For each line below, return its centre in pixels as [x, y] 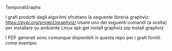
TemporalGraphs [23, 7]
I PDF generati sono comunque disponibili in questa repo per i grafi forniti [83, 38]
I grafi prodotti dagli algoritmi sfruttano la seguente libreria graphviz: [78, 17]
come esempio [21, 43]
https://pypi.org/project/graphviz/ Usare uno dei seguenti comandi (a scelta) [86, 22]
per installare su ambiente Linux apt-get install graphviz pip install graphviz [85, 28]
